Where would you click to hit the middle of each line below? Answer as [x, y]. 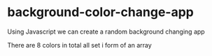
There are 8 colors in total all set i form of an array [79, 45]
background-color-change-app [100, 12]
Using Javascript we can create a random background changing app [106, 31]
